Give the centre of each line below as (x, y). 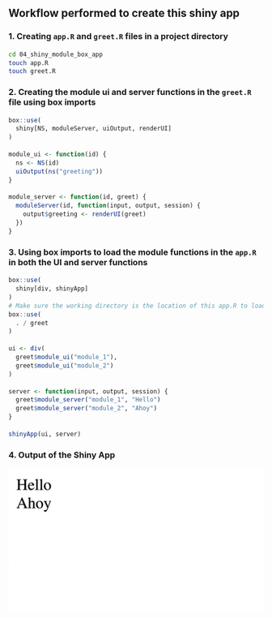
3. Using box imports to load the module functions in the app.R (132, 252)
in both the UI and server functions (78, 262)
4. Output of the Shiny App (62, 455)
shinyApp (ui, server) (45, 434)
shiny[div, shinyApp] (52, 289)
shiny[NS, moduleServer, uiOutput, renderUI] (94, 129)
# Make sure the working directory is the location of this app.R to (128, 306)
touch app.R (28, 63)
